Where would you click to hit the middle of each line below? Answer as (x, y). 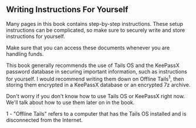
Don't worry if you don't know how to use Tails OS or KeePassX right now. (95, 96)
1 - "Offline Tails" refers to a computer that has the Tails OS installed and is (96, 114)
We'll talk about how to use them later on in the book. (70, 103)
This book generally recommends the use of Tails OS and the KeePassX (93, 65)
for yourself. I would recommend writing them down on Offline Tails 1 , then (95, 78)
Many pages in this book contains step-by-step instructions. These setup (95, 23)
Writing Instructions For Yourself (67, 10)
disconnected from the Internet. (45, 120)
